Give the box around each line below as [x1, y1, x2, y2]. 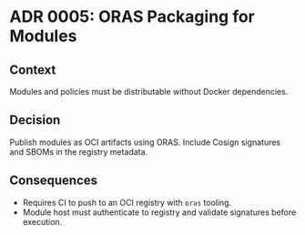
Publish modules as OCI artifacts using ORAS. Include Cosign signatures [9, 137, 280, 148]
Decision [9, 112, 61, 128]
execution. [22, 216, 63, 227]
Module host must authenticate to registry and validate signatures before [22, 207, 297, 218]
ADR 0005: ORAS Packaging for [9, 6, 255, 27]
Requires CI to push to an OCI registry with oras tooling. [22, 197, 232, 208]
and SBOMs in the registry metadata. [9, 146, 148, 157]
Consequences [9, 173, 98, 189]
